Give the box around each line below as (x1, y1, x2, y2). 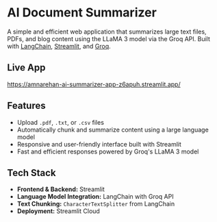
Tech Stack (7, 166, 56, 179)
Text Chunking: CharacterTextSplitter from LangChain (16, 200, 175, 208)
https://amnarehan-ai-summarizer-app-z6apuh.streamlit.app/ (7, 80, 181, 88)
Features (7, 100, 46, 112)
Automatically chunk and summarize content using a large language (16, 125, 209, 134)
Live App (7, 62, 46, 73)
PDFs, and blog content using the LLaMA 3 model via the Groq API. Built (7, 34, 211, 42)
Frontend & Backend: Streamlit (16, 185, 105, 193)
